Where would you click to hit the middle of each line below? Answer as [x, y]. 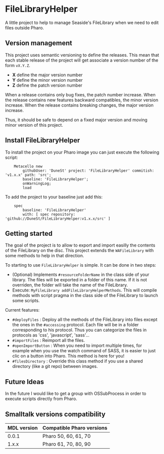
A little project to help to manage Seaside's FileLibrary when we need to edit [82, 23]
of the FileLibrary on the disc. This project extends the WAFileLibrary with [80, 250]
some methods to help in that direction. [45, 256]
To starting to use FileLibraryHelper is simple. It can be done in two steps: [81, 265]
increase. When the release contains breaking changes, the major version [79, 105]
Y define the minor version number [47, 80]
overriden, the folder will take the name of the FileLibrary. [70, 285]
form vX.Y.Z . [18, 65]
